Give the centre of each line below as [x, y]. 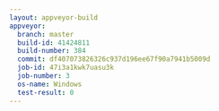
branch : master [46, 34]
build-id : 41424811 [54, 43]
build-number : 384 [52, 51]
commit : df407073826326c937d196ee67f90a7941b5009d [114, 59]
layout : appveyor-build [54, 17]
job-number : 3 [44, 76]
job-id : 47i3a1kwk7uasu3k [66, 68]
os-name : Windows [50, 84]
